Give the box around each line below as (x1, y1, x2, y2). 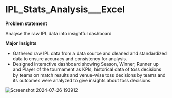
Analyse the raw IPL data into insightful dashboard (5, 30, 112, 36)
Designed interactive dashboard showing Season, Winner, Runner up (12, 61, 159, 67)
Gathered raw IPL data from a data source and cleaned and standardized (12, 50, 167, 56)
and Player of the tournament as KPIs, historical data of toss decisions (12, 66, 162, 72)
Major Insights (5, 40, 37, 46)
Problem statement (5, 20, 47, 27)
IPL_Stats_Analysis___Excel (5, 4, 125, 15)
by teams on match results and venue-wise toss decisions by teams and (12, 71, 166, 78)
